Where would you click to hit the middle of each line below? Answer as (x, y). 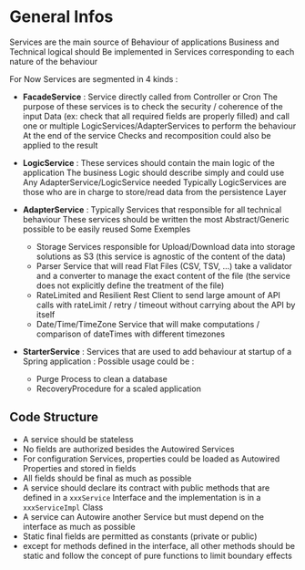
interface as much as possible (79, 526)
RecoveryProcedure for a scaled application (119, 389)
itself (46, 314)
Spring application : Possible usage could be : (108, 361)
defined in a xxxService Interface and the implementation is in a (142, 497)
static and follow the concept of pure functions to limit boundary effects (158, 555)
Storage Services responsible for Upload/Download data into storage (166, 246)
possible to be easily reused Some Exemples (107, 229)
